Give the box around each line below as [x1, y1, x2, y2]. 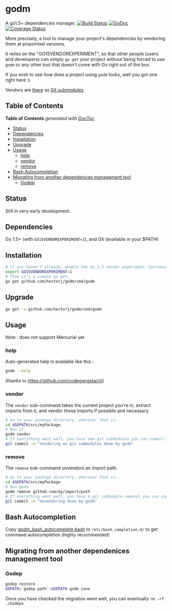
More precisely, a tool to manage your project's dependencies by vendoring [5, 35, 165, 41]
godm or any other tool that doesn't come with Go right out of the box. [5, 61, 151, 67]
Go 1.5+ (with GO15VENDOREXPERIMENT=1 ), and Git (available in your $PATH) [5, 236, 159, 242]
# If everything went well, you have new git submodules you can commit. [5, 437, 166, 442]
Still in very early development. [5, 208, 71, 214]
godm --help [5, 369, 31, 374]
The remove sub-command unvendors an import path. [5, 465, 118, 471]
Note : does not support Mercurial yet [5, 334, 84, 341]
